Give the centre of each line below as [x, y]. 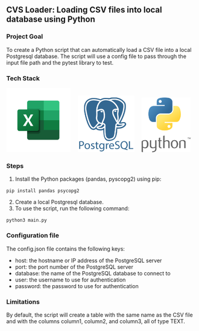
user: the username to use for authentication [70, 280]
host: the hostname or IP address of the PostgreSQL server [88, 260]
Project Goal [25, 37]
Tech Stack [23, 78]
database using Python [51, 20]
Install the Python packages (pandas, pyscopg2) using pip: [88, 179]
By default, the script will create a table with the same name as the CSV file [99, 315]
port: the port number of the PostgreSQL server [74, 267]
